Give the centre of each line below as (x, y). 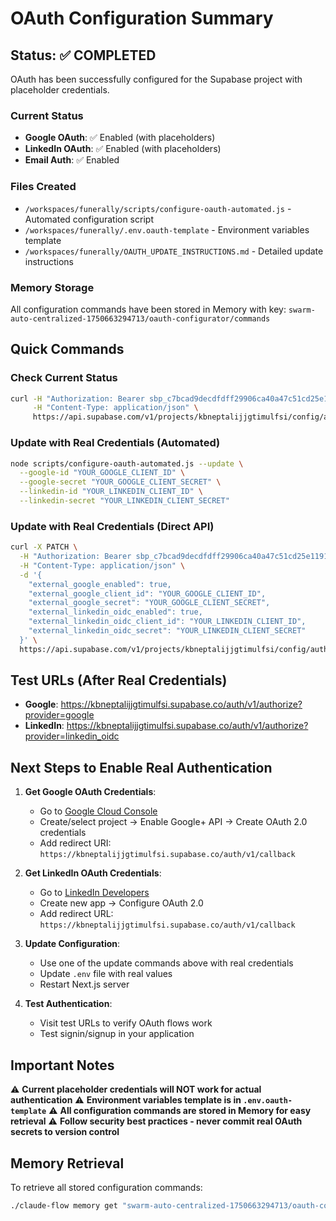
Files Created (43, 187)
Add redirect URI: (75, 843)
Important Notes (62, 1065)
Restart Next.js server (84, 984)
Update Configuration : (72, 944)
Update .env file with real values (106, 974)
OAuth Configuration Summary (142, 18)
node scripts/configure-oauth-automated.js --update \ (127, 463)
